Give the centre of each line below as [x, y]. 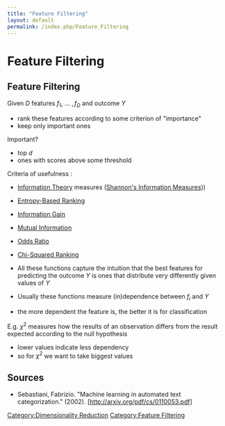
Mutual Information [44, 228]
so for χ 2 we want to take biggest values [75, 355]
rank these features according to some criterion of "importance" [109, 118]
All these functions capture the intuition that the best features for [110, 268]
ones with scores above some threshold [74, 160]
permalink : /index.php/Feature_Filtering [68, 26]
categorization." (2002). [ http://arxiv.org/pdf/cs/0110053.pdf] [105, 402]
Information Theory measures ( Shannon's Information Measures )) [111, 187]
